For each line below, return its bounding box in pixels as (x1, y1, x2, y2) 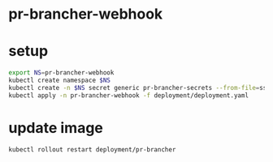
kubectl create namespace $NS (8, 76, 111, 84)
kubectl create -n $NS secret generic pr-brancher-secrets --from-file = (8, 83, 260, 92)
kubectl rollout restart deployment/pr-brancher (8, 145, 176, 154)
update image (8, 118, 104, 137)
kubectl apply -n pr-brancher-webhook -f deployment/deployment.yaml (8, 91, 249, 100)
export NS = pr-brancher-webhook (8, 69, 115, 77)
